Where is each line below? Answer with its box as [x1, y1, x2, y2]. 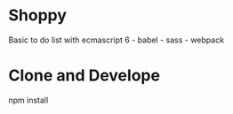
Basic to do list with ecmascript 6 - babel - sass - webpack [8, 34, 224, 45]
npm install [8, 95, 49, 105]
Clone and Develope [8, 65, 161, 86]
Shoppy [8, 5, 68, 26]
